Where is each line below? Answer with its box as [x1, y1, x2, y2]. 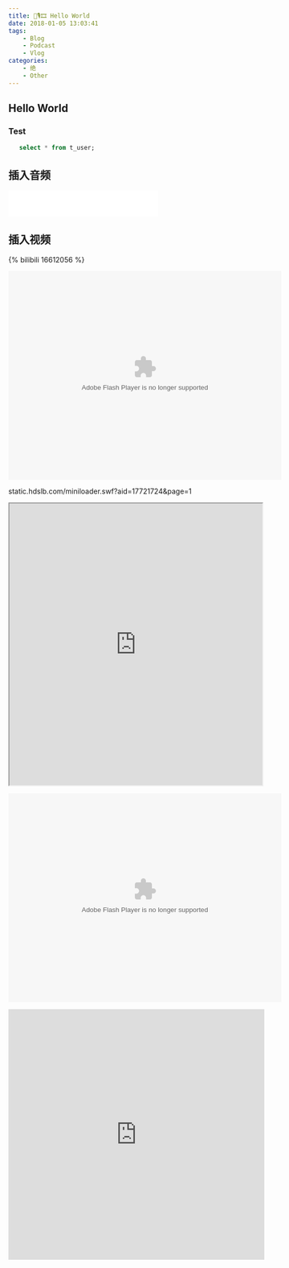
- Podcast [22, 42, 56, 50]
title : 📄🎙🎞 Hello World [8, 11, 91, 20]
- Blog [22, 34, 45, 43]
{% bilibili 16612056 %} [8, 254, 85, 264]
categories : [8, 57, 48, 65]
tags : [8, 27, 26, 35]
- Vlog [22, 49, 45, 57]
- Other [22, 72, 48, 80]
